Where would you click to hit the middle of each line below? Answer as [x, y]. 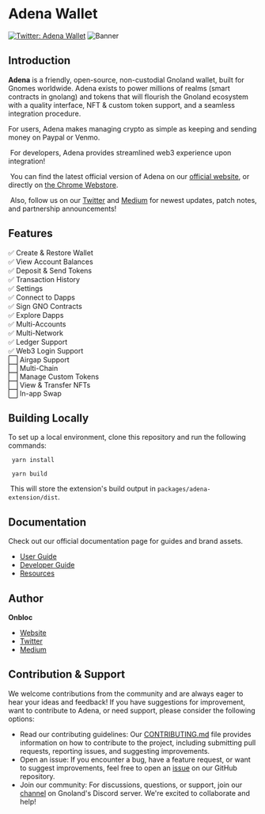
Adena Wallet [53, 14]
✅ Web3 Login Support [46, 350]
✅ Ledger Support [38, 342]
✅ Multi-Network [36, 333]
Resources [37, 573]
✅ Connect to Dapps [42, 297]
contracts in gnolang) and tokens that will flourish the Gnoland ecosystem [129, 97]
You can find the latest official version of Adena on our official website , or [130, 176]
